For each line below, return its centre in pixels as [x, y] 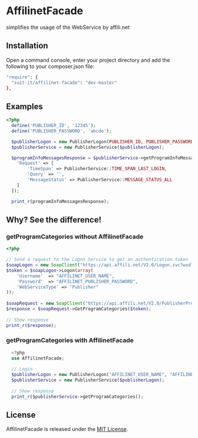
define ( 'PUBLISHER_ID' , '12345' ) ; [54, 126]
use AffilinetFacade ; [38, 358]
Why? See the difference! [54, 220]
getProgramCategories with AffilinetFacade [70, 341]
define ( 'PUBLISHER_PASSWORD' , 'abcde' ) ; [62, 131]
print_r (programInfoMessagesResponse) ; [60, 201]
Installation [27, 46]
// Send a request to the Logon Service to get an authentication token [97, 260]
